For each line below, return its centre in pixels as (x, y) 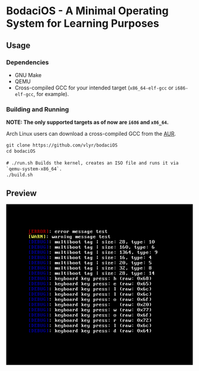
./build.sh (20, 175)
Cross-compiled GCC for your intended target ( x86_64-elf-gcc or (94, 88)
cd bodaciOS (21, 151)
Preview (22, 193)
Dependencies (28, 62)
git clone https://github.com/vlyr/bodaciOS (62, 145)
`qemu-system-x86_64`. (34, 169)
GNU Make (28, 75)
